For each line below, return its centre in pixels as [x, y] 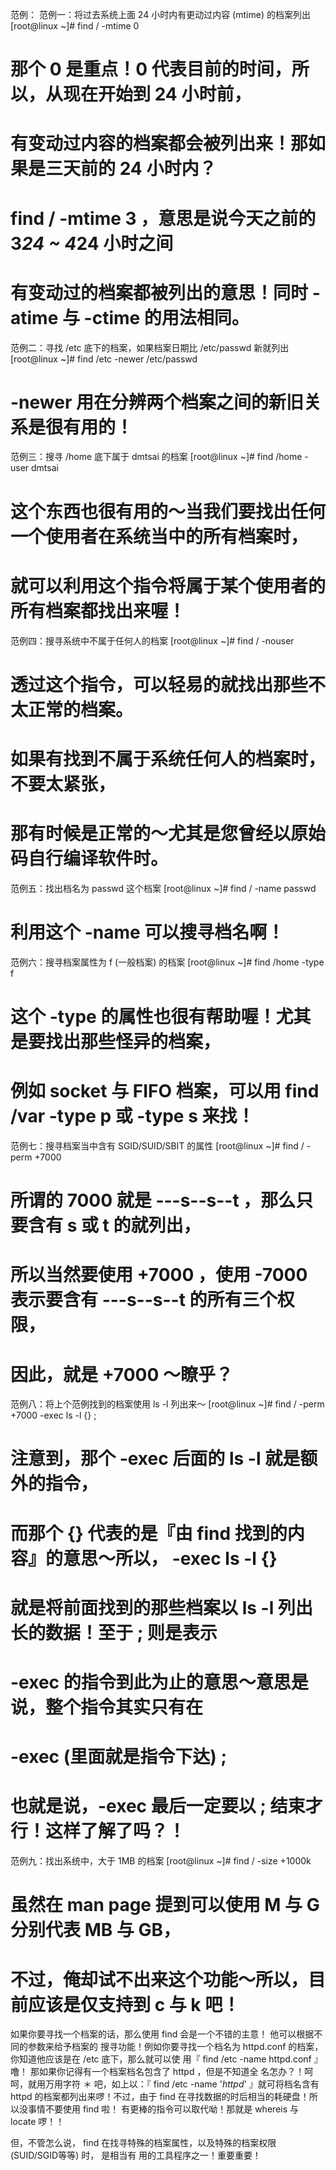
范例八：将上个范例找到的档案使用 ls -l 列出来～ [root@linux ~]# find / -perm [167, 1404]
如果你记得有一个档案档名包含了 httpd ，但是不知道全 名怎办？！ [171, 2072]
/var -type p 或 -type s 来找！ [132, 1116]
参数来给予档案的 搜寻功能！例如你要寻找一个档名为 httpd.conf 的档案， [175, 2047]
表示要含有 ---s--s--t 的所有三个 [144, 1300]
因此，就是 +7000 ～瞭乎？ [121, 1374]
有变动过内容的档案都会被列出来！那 [159, 144]
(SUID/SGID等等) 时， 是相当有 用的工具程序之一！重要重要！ [136, 2155]
